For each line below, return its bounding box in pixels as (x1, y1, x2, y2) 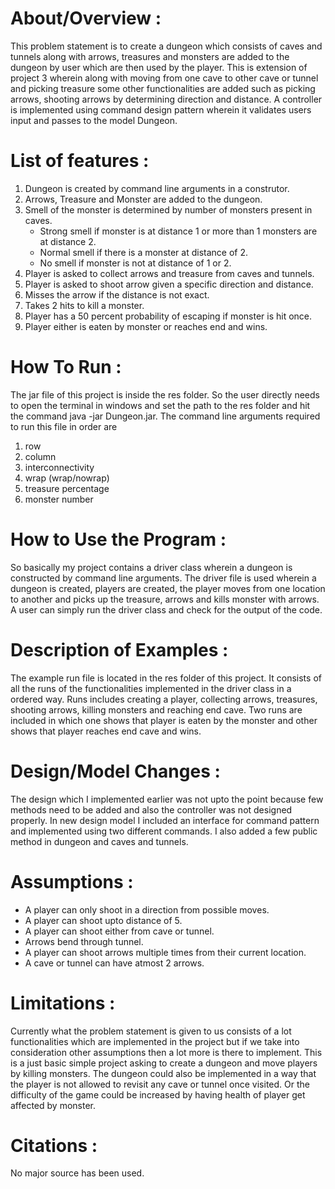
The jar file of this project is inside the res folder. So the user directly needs (10, 388, 320, 401)
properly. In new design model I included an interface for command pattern (10, 814, 320, 826)
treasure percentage (24, 482, 110, 494)
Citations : (10, 1134, 98, 1157)
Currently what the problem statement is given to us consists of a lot (10, 1025, 292, 1037)
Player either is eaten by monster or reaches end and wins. (24, 320, 268, 332)
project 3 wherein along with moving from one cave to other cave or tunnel (10, 72, 319, 84)
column (24, 450, 57, 462)
